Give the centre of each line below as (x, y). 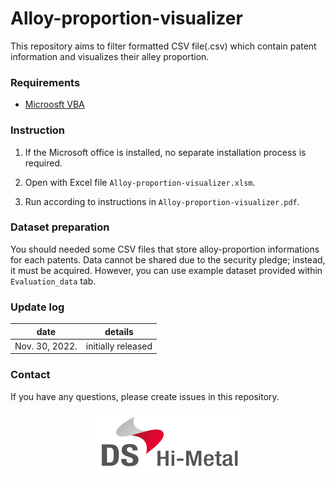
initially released (119, 346)
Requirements (45, 82)
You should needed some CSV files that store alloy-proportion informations (165, 249)
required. (43, 163)
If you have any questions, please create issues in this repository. (145, 396)
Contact (30, 375)
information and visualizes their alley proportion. (110, 56)
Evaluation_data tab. (53, 281)
